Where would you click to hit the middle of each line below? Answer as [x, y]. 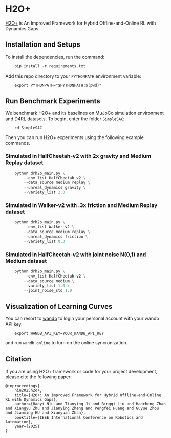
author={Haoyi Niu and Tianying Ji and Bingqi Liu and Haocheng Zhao [90, 404]
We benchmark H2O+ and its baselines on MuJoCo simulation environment [85, 113]
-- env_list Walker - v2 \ [49, 227]
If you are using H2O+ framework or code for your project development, [81, 372]
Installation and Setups [43, 45]
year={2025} [27, 427]
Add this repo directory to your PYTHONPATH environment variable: [73, 76]
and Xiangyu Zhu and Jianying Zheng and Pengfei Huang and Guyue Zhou [82, 409]
